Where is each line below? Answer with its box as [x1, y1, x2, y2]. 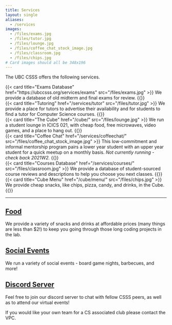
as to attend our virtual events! [5, 299, 70, 306]
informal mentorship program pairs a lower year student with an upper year [5, 144, 164, 150]
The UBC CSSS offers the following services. [5, 74, 100, 80]
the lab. [5, 232, 21, 238]
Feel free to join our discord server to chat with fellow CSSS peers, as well [5, 294, 162, 300]
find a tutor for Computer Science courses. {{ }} [5, 111, 105, 117]
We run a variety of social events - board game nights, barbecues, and [5, 260, 155, 266]
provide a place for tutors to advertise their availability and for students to [5, 106, 160, 112]
